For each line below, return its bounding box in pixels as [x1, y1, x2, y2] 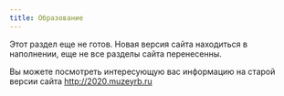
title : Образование [9, 13, 84, 23]
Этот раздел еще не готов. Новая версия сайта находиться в [9, 38, 248, 49]
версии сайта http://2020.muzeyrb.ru [9, 75, 153, 87]
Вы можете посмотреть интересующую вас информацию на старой [9, 66, 276, 77]
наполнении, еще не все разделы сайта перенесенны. [9, 48, 222, 59]
